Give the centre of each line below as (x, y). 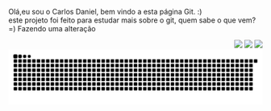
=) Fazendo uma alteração (52, 29)
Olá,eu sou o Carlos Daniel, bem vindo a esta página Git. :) (105, 12)
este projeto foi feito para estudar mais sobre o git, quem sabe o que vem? (132, 20)
